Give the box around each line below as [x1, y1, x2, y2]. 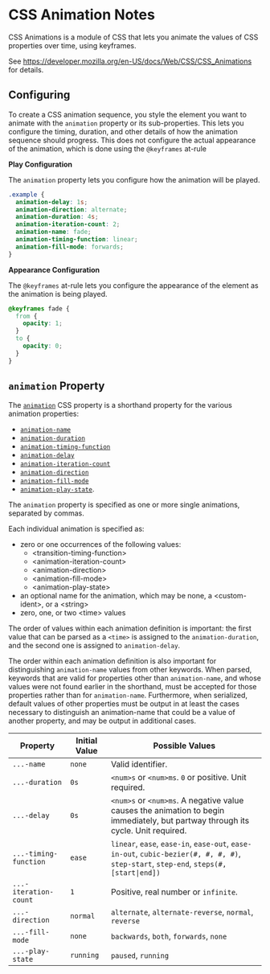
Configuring [8, 88, 71, 102]
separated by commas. [8, 508, 84, 518]
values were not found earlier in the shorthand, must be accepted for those [8, 682, 257, 692]
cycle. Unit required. [111, 825, 187, 836]
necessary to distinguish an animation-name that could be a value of [8, 708, 235, 717]
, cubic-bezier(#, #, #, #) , [135, 849, 241, 860]
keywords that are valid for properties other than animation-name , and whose [8, 673, 261, 683]
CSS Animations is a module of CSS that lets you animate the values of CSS [8, 32, 259, 42]
